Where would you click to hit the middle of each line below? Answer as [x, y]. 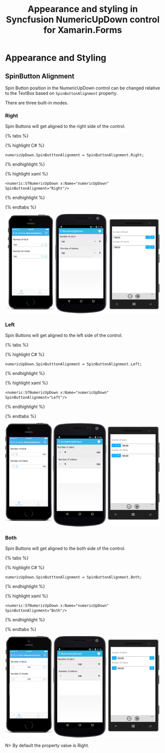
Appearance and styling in [83, 9]
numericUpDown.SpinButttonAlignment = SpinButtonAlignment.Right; [75, 155]
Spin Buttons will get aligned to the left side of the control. [64, 335]
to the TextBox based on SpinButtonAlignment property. [61, 93]
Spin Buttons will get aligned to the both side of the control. [65, 548]
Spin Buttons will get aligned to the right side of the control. [65, 126]
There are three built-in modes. [37, 103]
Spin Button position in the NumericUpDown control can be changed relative [82, 88]
